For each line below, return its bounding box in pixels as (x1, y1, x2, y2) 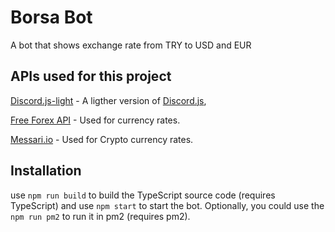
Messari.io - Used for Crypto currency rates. (10, 133, 194, 145)
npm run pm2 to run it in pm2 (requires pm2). (10, 210, 191, 222)
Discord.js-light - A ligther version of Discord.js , (10, 94, 207, 106)
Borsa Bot (10, 6, 93, 29)
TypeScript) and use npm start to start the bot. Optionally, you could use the (10, 199, 325, 211)
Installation (10, 162, 82, 180)
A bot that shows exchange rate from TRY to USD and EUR (10, 39, 252, 51)
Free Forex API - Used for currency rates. (10, 114, 181, 126)
